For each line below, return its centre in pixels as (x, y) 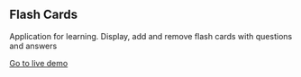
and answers (33, 46)
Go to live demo (39, 63)
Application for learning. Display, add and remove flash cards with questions (151, 36)
